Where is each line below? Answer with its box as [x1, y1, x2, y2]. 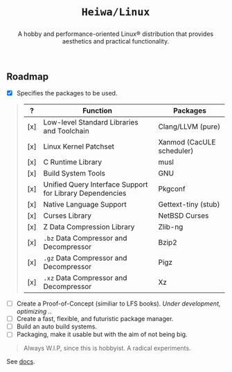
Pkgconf [158, 184, 186, 194]
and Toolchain [43, 127, 89, 136]
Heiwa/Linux [81, 6, 150, 19]
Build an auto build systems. [16, 322, 98, 331]
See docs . [6, 357, 35, 366]
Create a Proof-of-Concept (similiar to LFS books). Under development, [16, 299, 221, 308]
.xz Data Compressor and [43, 273, 127, 283]
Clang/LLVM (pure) [158, 122, 221, 131]
